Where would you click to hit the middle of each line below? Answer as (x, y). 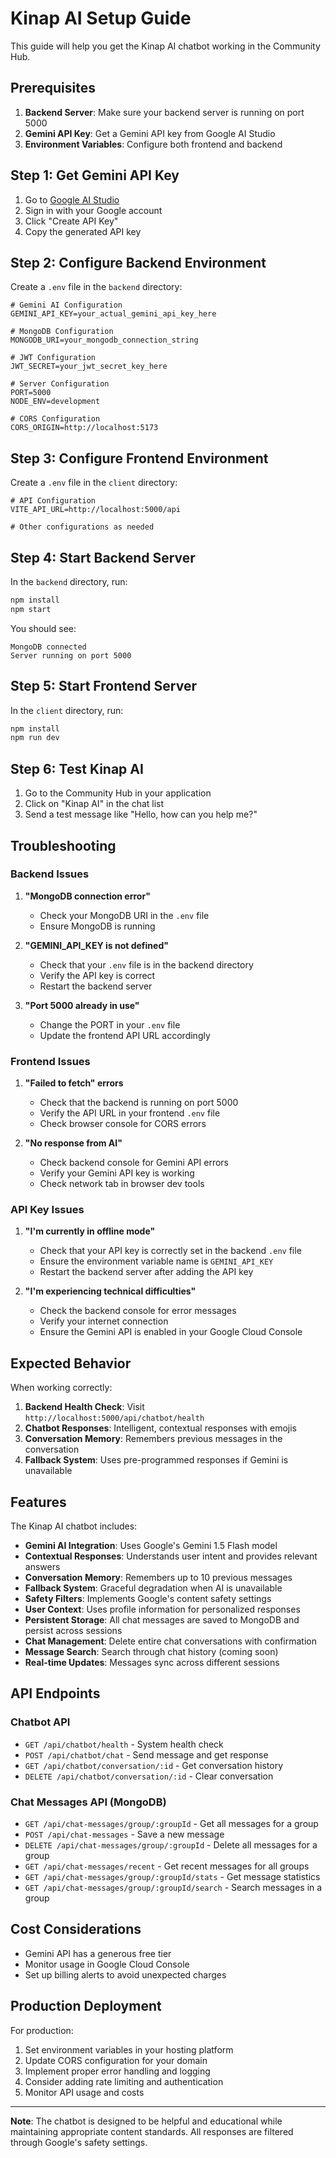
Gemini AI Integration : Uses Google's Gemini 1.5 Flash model (151, 1546)
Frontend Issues (50, 1061)
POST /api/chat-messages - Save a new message (124, 1834)
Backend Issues (50, 874)
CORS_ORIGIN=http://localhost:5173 (84, 428)
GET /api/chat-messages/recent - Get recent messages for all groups (167, 1866)
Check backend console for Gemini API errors (134, 1163)
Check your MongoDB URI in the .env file (124, 915)
